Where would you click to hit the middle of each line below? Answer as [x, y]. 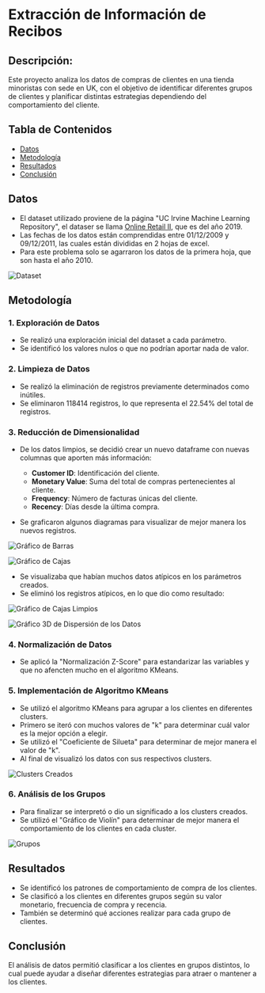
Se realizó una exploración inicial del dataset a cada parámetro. [123, 340]
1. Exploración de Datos [54, 322]
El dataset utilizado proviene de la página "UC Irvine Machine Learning [135, 218]
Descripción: [41, 61]
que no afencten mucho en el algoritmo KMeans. [99, 670]
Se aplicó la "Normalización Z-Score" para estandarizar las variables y [134, 662]
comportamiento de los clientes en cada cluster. [98, 828]
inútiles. [32, 394]
